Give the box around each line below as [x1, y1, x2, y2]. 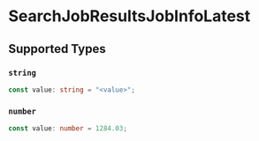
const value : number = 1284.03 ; [8, 124, 127, 133]
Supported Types [8, 41, 107, 56]
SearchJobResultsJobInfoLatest [8, 6, 251, 26]
